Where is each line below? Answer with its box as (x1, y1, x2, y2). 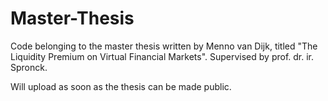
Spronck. (10, 61, 48, 73)
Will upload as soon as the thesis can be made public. (10, 80, 232, 92)
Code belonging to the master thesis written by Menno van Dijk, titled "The (10, 40, 318, 52)
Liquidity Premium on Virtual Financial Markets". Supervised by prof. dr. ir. (10, 50, 315, 62)
